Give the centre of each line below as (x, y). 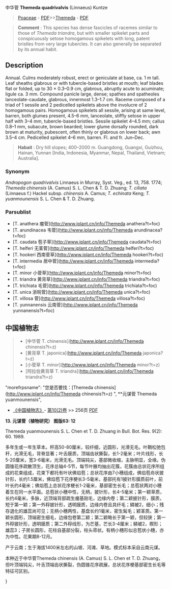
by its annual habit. (37, 49)
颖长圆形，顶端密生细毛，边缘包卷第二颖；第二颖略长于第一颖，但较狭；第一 (85, 517)
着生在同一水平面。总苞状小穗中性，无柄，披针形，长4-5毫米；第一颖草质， (85, 492)
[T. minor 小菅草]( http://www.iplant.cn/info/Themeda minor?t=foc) (82, 273)
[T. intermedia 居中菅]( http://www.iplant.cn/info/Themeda (73, 261)
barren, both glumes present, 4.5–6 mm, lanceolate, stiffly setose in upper (83, 115)
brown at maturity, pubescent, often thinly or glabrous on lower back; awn (83, 132)
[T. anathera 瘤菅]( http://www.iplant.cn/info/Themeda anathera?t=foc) (86, 224)
